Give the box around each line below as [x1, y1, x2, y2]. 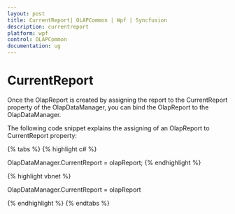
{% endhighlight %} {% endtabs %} [7, 199, 110, 207]
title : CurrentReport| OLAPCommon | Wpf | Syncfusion [7, 17, 168, 24]
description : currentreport [7, 23, 90, 30]
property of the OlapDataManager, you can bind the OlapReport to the [7, 102, 209, 112]
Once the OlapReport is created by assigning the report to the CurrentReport [7, 95, 228, 104]
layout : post [7, 10, 45, 17]
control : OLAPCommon [7, 36, 68, 43]
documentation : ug [7, 43, 61, 49]
